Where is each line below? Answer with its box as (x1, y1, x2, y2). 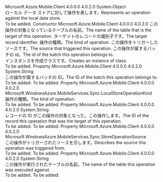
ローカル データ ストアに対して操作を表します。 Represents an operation (5, 10, 151, 15)
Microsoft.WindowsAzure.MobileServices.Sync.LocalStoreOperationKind (5, 90, 152, 96)
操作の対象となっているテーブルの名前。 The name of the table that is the (5, 27, 152, 33)
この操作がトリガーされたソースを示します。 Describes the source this (5, 140, 146, 145)
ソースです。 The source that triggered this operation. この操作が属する (5, 46, 148, 51)
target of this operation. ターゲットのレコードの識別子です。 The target (5, 33, 147, 39)
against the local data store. (5, 15, 61, 21)
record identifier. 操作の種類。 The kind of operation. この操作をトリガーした (5, 39, 159, 45)
